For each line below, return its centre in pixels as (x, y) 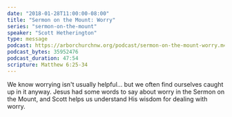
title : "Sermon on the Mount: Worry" (61, 20)
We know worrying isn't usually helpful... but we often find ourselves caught (115, 84)
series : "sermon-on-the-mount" (52, 26)
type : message (28, 39)
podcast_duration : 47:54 (43, 58)
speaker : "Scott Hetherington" (52, 33)
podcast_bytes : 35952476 (43, 52)
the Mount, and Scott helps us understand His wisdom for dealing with (107, 99)
